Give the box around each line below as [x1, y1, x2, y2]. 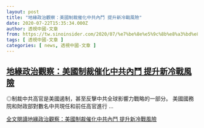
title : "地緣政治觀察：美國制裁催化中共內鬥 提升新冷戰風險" [6, 14, 142, 21]
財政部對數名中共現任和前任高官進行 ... [16, 102, 114, 109]
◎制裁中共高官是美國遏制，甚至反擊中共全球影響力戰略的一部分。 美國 [6, 95, 183, 102]
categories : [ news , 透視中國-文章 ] [6, 43, 97, 49]
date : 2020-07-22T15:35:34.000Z [6, 20, 88, 26]
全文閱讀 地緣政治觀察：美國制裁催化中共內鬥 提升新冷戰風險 [6, 115, 157, 123]
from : [6, 31, 20, 37]
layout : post [6, 8, 39, 15]
